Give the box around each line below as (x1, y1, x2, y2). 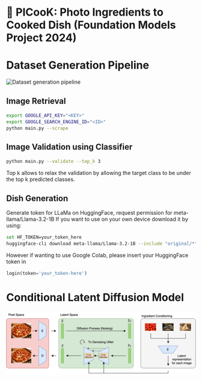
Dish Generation (6, 193, 69, 203)
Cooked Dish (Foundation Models (6, 18, 176, 32)
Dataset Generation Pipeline (6, 58, 149, 72)
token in (6, 258, 26, 265)
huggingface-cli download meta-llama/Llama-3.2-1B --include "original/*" (6, 241, 198, 247)
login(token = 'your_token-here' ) (6, 270, 87, 276)
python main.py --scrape (6, 125, 69, 131)
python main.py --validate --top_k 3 (6, 159, 101, 165)
